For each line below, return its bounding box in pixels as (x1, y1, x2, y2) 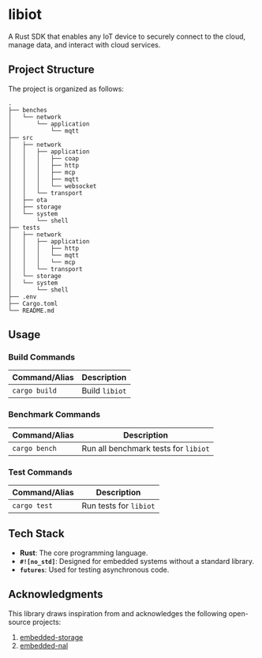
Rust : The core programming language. (19, 547, 148, 558)
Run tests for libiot (81, 500, 155, 511)
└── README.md (8, 306, 55, 314)
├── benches (8, 106, 47, 114)
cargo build (12, 386, 58, 396)
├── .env (8, 292, 37, 301)
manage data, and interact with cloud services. (8, 39, 161, 49)
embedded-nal (19, 641, 69, 650)
